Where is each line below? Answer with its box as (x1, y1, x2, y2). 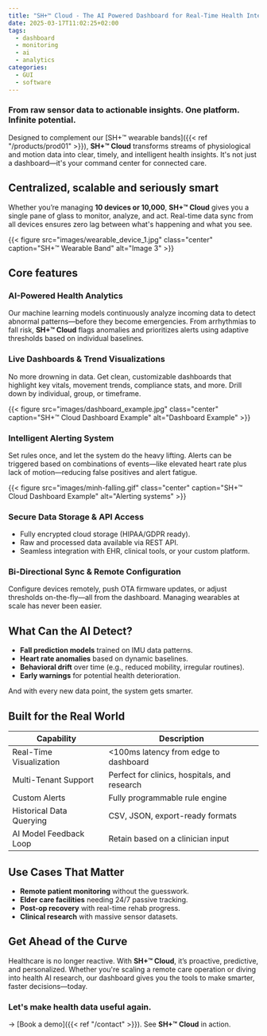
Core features (8, 266, 78, 280)
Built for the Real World (8, 709, 126, 723)
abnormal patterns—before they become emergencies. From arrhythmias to (8, 316, 257, 327)
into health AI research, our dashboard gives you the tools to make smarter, (8, 973, 255, 983)
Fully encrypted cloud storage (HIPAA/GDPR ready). (19, 529, 191, 539)
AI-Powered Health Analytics (8, 290, 123, 301)
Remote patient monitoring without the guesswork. (19, 886, 189, 896)
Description (158, 733, 205, 744)
